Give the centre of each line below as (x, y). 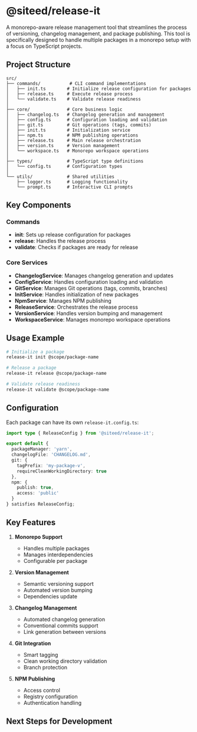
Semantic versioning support (58, 584)
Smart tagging (41, 655)
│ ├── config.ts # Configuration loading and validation (87, 119)
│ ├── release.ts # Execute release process (70, 94)
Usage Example (35, 338)
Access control (42, 690)
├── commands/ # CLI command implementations (76, 83)
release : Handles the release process (60, 241)
